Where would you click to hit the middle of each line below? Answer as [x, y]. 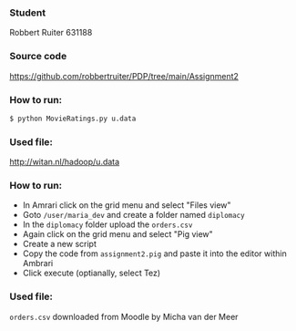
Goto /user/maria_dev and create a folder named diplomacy [133, 215]
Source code [38, 57]
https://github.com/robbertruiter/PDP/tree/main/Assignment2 [124, 76]
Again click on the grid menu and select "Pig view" [118, 234]
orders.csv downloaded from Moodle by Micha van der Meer [124, 316]
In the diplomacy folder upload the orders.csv [107, 224]
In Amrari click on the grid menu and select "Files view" [127, 205]
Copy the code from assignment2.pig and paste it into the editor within [154, 253]
